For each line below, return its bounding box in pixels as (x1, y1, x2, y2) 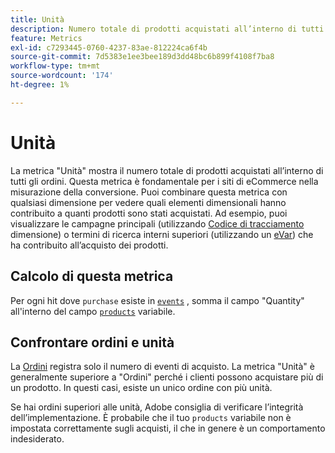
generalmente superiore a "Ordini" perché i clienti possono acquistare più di (10, 371, 324, 383)
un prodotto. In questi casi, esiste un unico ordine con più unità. (10, 382, 273, 394)
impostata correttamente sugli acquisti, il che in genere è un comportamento (10, 422, 326, 435)
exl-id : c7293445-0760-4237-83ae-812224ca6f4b (10, 42, 208, 53)
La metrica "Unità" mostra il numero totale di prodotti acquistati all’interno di (10, 164, 324, 176)
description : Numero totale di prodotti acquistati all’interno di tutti (10, 24, 325, 34)
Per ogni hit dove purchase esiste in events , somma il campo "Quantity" (10, 294, 305, 306)
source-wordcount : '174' (10, 71, 114, 81)
